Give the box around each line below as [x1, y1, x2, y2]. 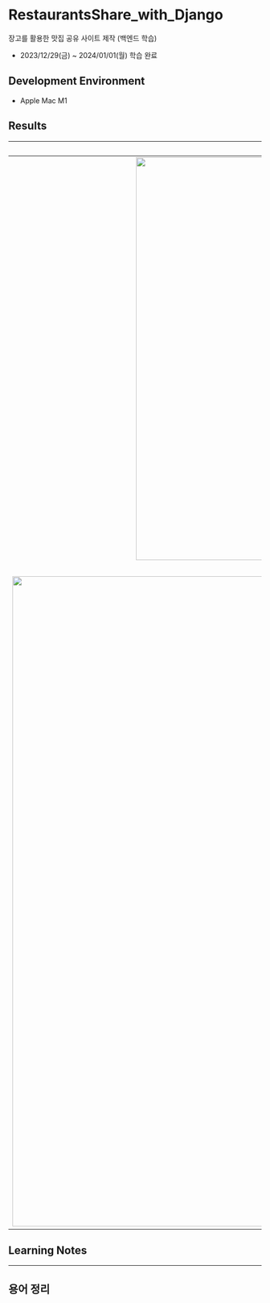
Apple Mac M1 [19, 95, 67, 106]
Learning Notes [8, 1243, 88, 1257]
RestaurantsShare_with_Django [8, 6, 223, 24]
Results [8, 119, 47, 133]
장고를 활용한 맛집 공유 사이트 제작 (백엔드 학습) [8, 33, 157, 43]
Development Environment [8, 74, 145, 88]
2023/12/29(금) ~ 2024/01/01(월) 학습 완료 [19, 50, 158, 60]
